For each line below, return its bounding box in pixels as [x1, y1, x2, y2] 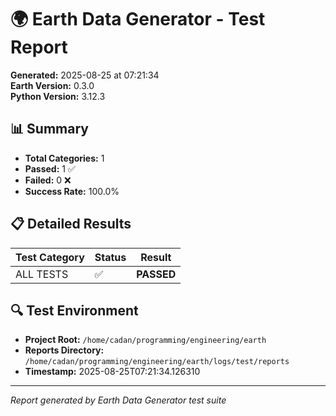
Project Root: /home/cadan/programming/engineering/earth [24, 334, 267, 346]
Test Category [15, 250, 85, 264]
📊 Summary [10, 121, 89, 138]
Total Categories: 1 [24, 152, 105, 164]
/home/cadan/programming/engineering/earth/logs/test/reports [24, 357, 290, 367]
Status [94, 250, 127, 264]
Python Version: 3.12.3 [10, 90, 106, 102]
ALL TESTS [15, 267, 69, 281]
